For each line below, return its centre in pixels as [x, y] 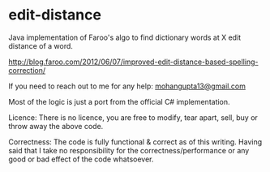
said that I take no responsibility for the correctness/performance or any [129, 150]
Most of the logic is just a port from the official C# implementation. [119, 101]
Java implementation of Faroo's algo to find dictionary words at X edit [125, 37]
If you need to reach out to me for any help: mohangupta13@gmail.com [127, 86]
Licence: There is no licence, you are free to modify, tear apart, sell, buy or [133, 117]
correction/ [27, 70]
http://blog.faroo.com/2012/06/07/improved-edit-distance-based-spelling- [133, 62]
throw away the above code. [56, 126]
